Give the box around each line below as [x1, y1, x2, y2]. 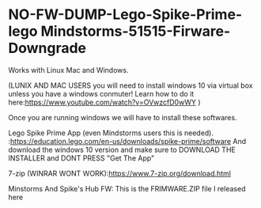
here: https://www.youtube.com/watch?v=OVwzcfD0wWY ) [8, 97, 201, 107]
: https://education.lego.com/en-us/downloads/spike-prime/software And [8, 136, 247, 146]
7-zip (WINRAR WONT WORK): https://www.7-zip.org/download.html [8, 168, 232, 178]
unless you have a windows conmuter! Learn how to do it [8, 89, 195, 98]
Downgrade [8, 40, 87, 57]
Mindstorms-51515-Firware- [40, 22, 231, 40]
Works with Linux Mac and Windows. [8, 65, 129, 74]
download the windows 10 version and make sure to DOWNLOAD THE [8, 145, 236, 154]
